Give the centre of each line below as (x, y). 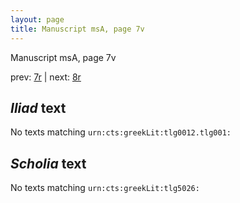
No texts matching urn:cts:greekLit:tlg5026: (105, 188)
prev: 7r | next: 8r (46, 77)
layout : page (37, 19)
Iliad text (38, 107)
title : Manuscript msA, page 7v (77, 29)
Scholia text (48, 163)
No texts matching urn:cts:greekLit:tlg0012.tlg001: (121, 132)
